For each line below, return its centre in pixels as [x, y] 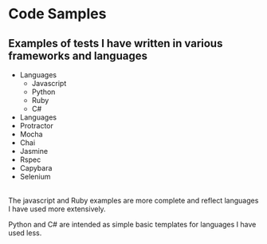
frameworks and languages [78, 55]
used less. [25, 233]
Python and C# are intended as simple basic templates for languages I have [132, 224]
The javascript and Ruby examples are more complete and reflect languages [133, 201]
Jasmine [34, 151]
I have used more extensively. [57, 209]
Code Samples [57, 14]
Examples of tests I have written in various [116, 43]
